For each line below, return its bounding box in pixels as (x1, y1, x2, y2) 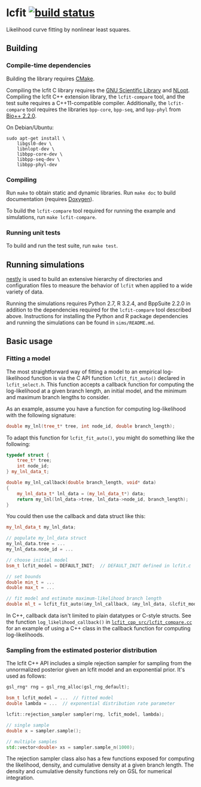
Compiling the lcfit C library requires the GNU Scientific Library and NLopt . (6, 86, 190, 94)
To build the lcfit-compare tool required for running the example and (6, 207, 176, 214)
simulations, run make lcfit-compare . (6, 213, 97, 220)
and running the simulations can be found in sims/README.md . (6, 319, 156, 327)
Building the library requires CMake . (6, 75, 95, 82)
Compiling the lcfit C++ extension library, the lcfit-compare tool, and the (6, 93, 185, 100)
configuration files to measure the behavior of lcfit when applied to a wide (6, 282, 193, 289)
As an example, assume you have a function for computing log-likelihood (6, 405, 187, 412)
